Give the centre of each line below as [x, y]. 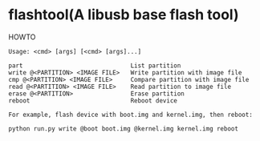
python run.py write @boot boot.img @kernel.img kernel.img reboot [124, 129]
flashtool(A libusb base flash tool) [124, 15]
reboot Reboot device [93, 101]
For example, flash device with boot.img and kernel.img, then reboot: [130, 115]
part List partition [95, 66]
